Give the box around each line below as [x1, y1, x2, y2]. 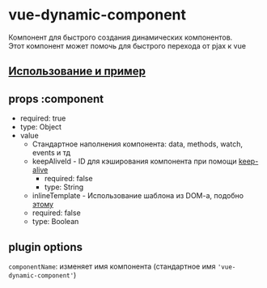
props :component [8, 91, 104, 106]
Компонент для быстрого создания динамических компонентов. [8, 32, 233, 42]
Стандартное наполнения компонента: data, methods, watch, [32, 139, 243, 149]
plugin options [8, 240, 83, 254]
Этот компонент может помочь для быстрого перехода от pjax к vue [8, 40, 247, 50]
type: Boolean [32, 217, 79, 227]
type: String [44, 182, 84, 192]
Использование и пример [8, 65, 146, 78]
